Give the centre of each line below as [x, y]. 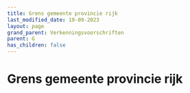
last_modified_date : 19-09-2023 [53, 20]
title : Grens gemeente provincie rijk [62, 13]
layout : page [26, 26]
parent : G [21, 39]
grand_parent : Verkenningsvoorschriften [66, 32]
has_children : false [37, 45]
